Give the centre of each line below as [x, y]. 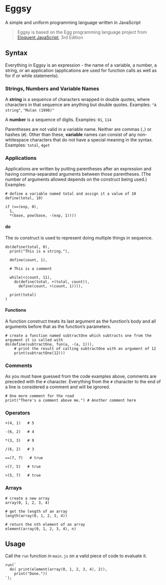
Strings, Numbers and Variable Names [52, 89]
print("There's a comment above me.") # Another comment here [71, 401]
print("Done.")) [31, 574]
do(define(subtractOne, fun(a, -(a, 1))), [50, 344]
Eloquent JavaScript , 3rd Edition [50, 37]
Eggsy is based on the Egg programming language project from [82, 32]
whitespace [17, 140]
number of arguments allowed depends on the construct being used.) [76, 179]
